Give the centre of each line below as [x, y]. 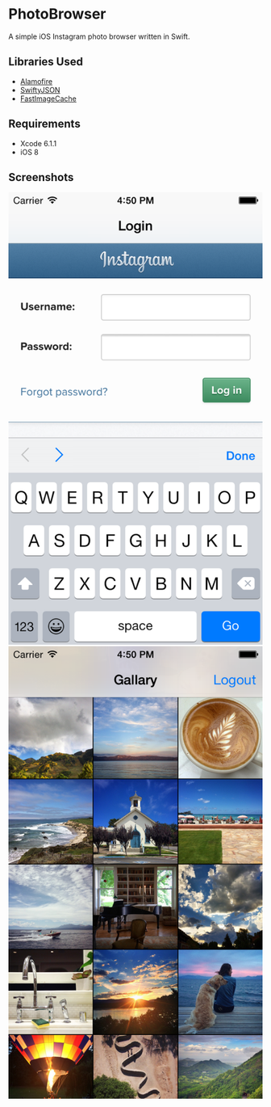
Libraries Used [46, 62]
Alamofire [36, 81]
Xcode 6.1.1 [38, 143]
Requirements [44, 124]
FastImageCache [48, 99]
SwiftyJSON [40, 90]
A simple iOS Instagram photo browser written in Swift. [99, 36]
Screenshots [41, 177]
